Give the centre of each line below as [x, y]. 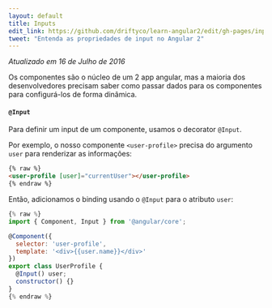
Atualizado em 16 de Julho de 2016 [67, 62]
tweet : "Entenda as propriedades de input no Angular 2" [106, 38]
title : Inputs [32, 24]
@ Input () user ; [41, 274]
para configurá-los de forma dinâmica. [73, 95]
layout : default [36, 16]
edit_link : [27, 31]
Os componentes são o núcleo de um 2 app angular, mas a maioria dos [127, 77]
